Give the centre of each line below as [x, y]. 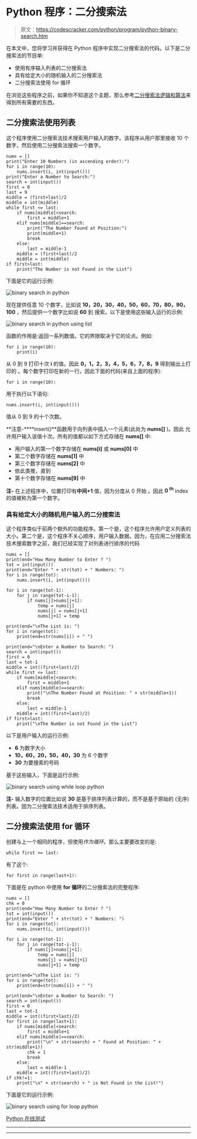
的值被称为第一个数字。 [34, 498]
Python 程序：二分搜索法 [67, 12]
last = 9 [17, 192]
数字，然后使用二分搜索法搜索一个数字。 [55, 145]
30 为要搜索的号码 [37, 762]
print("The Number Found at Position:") [77, 228]
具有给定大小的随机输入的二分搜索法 [58, 75]
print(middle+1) [47, 233]
